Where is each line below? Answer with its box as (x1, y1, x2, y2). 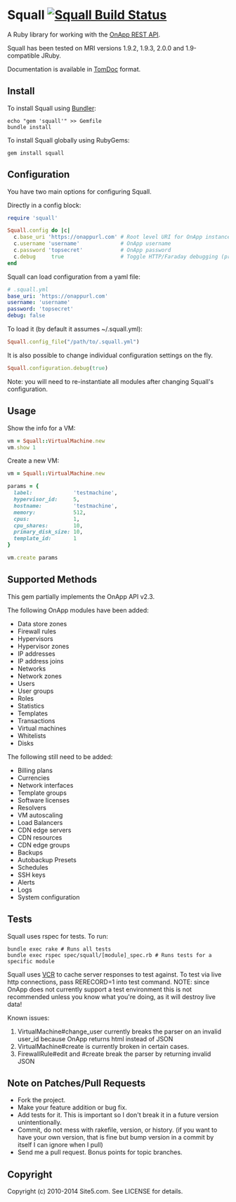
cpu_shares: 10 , (13, 522, 83, 529)
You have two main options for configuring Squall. (7, 187, 152, 196)
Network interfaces (17, 781, 74, 789)
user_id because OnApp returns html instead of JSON (17, 1034, 173, 1043)
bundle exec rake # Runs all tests (7, 945, 112, 953)
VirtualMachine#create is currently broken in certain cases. (17, 1042, 190, 1050)
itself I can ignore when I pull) (17, 1141, 103, 1149)
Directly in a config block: (7, 201, 81, 209)
